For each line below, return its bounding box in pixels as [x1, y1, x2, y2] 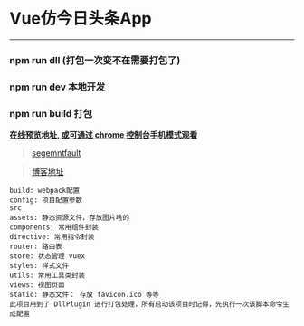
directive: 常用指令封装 [9, 233, 95, 242]
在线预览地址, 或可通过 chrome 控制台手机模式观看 [9, 129, 198, 140]
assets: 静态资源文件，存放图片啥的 [9, 214, 129, 223]
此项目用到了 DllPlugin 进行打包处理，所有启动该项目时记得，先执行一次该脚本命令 [9, 300, 283, 309]
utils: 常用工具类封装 [9, 271, 86, 281]
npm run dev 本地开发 [9, 81, 106, 93]
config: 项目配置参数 [9, 196, 83, 205]
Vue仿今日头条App [9, 8, 152, 29]
